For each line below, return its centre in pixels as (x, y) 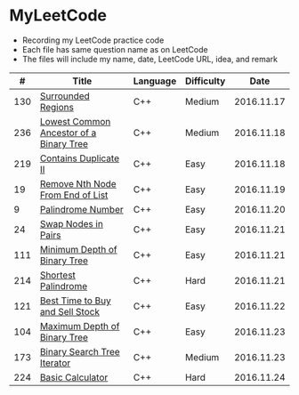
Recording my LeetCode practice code (93, 40)
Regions (57, 107)
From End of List (74, 195)
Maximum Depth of (80, 326)
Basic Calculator (74, 377)
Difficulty (206, 81)
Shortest (57, 275)
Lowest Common (75, 121)
